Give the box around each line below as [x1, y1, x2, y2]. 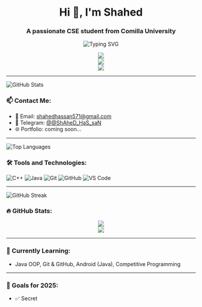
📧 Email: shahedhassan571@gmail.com [14, 113, 112, 120]
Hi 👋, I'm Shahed [59, 5, 143, 19]
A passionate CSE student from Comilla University [26, 27, 176, 36]
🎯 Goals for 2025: [6, 281, 59, 290]
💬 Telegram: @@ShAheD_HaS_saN [14, 119, 102, 126]
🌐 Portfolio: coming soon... [14, 125, 82, 132]
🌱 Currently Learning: [6, 247, 71, 255]
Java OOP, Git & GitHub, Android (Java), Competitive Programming [14, 260, 181, 267]
